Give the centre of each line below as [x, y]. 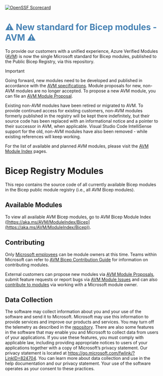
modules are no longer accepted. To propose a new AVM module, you [86, 91]
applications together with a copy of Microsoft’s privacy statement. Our [76, 348]
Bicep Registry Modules [54, 171]
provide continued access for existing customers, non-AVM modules [74, 110]
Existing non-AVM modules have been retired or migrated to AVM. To [74, 105]
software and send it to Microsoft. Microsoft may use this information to [77, 317]
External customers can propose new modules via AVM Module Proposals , [80, 274]
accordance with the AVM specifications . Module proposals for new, [73, 85]
